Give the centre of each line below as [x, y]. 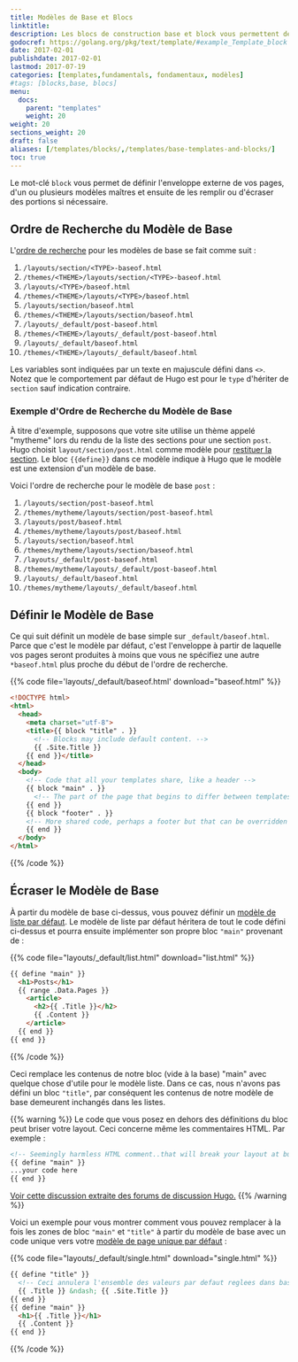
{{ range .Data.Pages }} [64, 990]
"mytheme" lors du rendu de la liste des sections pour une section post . [141, 440]
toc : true [28, 157]
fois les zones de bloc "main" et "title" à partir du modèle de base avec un [148, 1232]
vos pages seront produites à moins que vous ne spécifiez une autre [135, 655]
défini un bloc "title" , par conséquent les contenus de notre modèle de [142, 1092]
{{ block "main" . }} [65, 789]
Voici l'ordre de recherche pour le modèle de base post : [113, 485]
